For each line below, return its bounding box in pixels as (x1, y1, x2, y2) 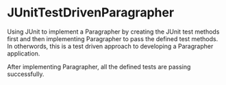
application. (7, 49, 40, 58)
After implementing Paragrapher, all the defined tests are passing (7, 62, 191, 71)
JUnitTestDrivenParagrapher (7, 5, 175, 21)
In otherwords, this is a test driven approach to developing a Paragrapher (7, 42, 214, 50)
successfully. (7, 70, 45, 78)
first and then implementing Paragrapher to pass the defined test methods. (7, 34, 218, 42)
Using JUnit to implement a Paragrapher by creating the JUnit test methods (7, 27, 220, 36)
